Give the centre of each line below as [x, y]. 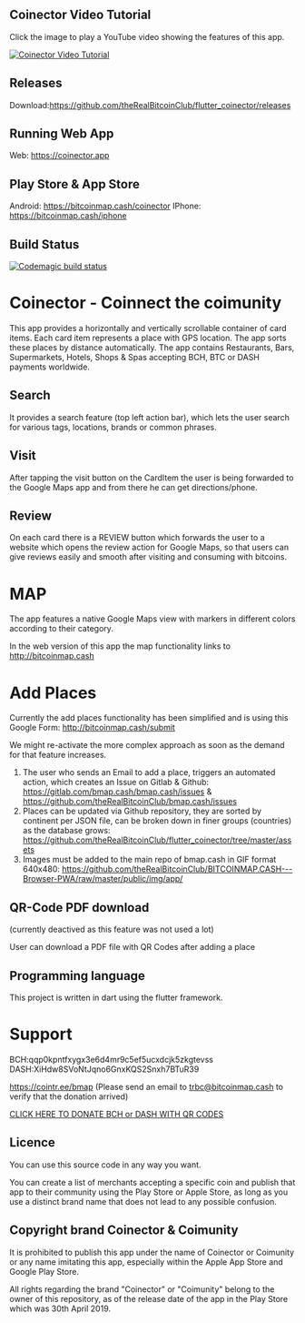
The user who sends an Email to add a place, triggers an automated [149, 773]
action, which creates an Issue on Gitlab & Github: [116, 783]
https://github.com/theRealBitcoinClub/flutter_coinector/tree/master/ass [157, 840]
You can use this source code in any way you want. [105, 1165]
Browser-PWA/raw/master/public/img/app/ [103, 879]
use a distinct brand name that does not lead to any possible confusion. [143, 1201]
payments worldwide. [50, 367]
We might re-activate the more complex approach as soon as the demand [147, 745]
